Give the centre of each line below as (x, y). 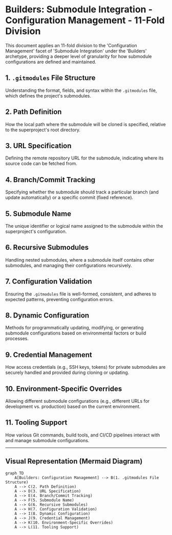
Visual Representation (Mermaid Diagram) (74, 461)
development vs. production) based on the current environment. (73, 407)
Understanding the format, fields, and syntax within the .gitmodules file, (81, 90)
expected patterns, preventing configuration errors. (60, 299)
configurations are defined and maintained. (51, 62)
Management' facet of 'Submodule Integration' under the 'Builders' (76, 51)
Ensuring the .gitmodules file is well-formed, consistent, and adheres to (81, 294)
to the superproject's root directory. (43, 130)
